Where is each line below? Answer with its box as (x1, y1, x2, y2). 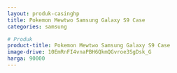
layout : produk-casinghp (7, 10, 80, 17)
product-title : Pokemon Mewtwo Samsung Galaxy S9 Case (7, 42, 171, 49)
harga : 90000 (7, 55, 45, 63)
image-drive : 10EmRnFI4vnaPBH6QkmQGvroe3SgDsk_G (7, 49, 152, 56)
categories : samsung (7, 23, 68, 30)
